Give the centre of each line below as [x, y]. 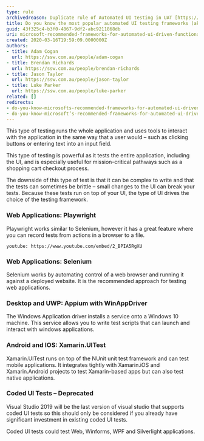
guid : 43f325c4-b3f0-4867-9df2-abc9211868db [63, 29]
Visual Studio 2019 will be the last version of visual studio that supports [95, 406]
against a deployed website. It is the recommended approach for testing [96, 281]
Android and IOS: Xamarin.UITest [56, 345]
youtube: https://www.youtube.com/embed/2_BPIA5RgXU [74, 246]
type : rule [20, 12]
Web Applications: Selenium [49, 261]
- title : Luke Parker [34, 86]
